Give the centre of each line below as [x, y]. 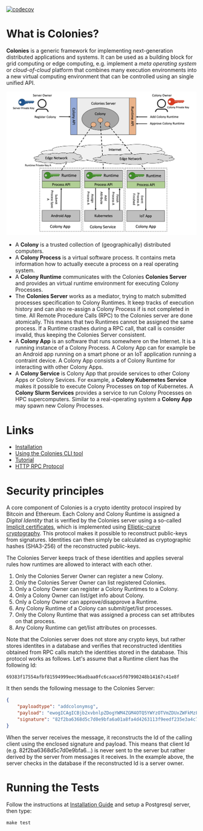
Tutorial [24, 460]
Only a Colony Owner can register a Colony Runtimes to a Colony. [97, 589]
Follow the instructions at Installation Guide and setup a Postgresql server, [98, 804]
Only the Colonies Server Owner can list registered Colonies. [91, 582]
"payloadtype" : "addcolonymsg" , [58, 707]
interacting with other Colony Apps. [59, 367]
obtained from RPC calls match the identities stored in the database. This [97, 652]
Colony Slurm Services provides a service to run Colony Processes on [103, 393]
